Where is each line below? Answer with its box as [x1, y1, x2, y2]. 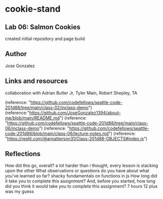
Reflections [5, 150, 41, 158]
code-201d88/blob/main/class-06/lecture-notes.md [5, 130, 109, 136]
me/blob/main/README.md [5, 115, 60, 120]
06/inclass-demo [5, 125, 39, 131]
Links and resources [5, 77, 68, 85]
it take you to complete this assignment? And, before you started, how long [5, 178, 156, 184]
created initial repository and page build [5, 36, 85, 41]
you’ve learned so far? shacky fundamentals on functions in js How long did [5, 173, 157, 179]
